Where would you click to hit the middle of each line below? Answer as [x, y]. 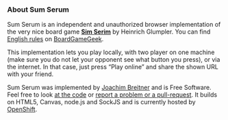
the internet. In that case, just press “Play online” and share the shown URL [113, 67]
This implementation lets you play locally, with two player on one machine [111, 52]
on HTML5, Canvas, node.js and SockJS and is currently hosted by [102, 102]
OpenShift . [22, 109]
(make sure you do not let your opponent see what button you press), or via [114, 60]
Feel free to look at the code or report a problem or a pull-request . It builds [112, 95]
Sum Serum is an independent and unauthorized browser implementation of [114, 25]
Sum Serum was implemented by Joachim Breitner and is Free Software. [109, 88]
